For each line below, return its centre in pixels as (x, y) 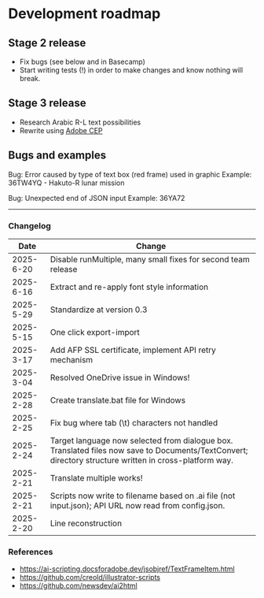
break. (30, 78)
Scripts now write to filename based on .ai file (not (143, 496)
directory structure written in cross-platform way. (142, 460)
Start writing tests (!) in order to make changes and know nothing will (131, 70)
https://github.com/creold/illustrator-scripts (90, 578)
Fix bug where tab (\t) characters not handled (134, 422)
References (31, 552)
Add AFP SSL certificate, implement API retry (133, 350)
